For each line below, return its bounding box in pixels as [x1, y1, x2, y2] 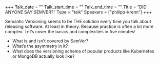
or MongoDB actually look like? [12, 53, 75, 59]
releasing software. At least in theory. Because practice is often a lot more [5, 24, 154, 29]
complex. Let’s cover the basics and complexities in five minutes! [5, 29, 136, 34]
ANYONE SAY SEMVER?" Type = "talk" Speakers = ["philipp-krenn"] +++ [5, 9, 152, 15]
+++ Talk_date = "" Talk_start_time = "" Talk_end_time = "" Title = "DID [5, 4, 147, 10]
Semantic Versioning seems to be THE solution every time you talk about [5, 19, 151, 24]
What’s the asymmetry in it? [12, 43, 68, 49]
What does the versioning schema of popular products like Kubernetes [12, 48, 155, 54]
